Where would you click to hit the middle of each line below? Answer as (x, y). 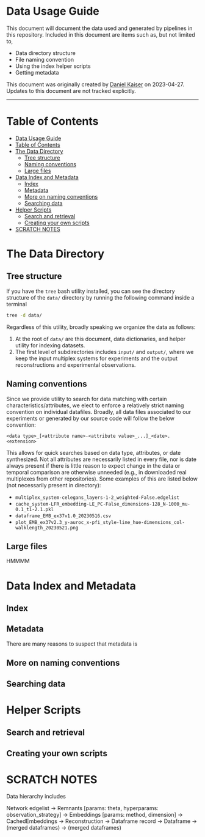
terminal (17, 304)
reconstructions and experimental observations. (75, 364)
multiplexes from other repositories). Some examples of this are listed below (102, 479)
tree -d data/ (24, 315)
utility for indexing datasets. (50, 345)
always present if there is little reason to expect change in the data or (93, 465)
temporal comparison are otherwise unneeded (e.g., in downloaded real (97, 472)
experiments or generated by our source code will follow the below (91, 418)
